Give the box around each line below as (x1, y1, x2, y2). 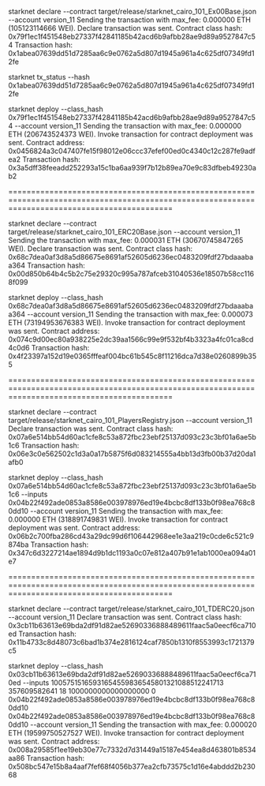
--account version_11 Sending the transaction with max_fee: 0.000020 (30, 720, 257, 729)
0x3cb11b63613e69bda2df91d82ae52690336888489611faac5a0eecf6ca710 (8, 621, 256, 630)
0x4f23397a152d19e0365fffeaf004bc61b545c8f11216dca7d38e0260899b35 (8, 351, 257, 361)
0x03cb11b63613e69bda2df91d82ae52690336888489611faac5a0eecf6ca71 (8, 670, 256, 679)
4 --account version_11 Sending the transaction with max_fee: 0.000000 (8, 122, 242, 130)
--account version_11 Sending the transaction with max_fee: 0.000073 (27, 309, 254, 319)
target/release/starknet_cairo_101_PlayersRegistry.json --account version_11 (8, 416, 252, 425)
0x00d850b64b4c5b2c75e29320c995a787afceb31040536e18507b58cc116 (8, 269, 255, 279)
